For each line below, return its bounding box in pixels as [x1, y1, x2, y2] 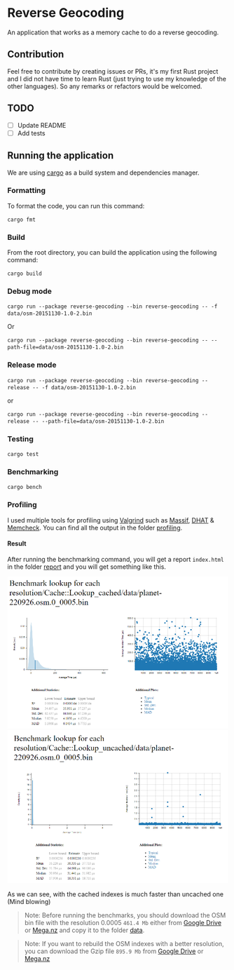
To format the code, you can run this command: [7, 201, 145, 210]
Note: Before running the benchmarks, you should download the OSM [24, 910, 226, 920]
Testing [7, 433, 34, 443]
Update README [17, 121, 67, 129]
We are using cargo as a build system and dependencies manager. [7, 168, 200, 177]
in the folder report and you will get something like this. [7, 563, 167, 571]
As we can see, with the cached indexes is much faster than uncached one [7, 889, 224, 898]
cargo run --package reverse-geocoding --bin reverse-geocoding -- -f [7, 303, 218, 310]
